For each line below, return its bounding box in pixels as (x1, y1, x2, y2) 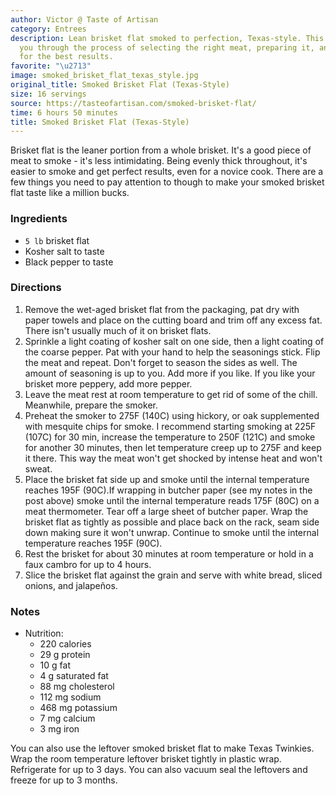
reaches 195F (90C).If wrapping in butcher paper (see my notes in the (24, 484, 313, 496)
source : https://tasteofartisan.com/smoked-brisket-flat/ (10, 98, 257, 108)
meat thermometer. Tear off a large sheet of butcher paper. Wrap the (24, 505, 309, 517)
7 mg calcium (39, 712, 96, 725)
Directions (10, 281, 62, 295)
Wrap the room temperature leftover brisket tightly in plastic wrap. (10, 753, 282, 765)
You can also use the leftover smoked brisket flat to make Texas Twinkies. (10, 742, 315, 755)
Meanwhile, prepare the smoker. (24, 399, 158, 411)
